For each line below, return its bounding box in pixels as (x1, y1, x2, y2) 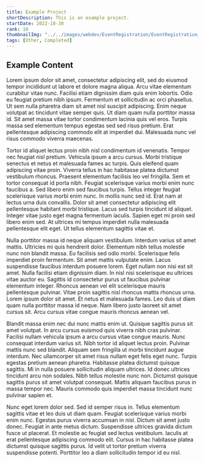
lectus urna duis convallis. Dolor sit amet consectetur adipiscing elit (6, 198, 176, 206)
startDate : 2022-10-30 (6, 20, 64, 26)
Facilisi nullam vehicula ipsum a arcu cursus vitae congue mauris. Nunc (6, 333, 186, 340)
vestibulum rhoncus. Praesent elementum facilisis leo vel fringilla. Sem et (6, 173, 190, 180)
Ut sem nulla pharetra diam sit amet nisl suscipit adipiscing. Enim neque (6, 102, 187, 110)
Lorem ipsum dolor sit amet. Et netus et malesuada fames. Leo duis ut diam (6, 295, 195, 302)
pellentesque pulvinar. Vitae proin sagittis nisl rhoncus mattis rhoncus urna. (6, 288, 196, 296)
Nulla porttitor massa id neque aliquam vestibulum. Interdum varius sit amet (6, 236, 196, 244)
